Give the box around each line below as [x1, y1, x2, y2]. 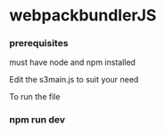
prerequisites [9, 37, 69, 50]
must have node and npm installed [9, 57, 136, 67]
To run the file [9, 91, 61, 102]
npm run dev [9, 114, 65, 126]
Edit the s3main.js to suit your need [9, 75, 139, 85]
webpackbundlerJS [9, 5, 157, 26]
